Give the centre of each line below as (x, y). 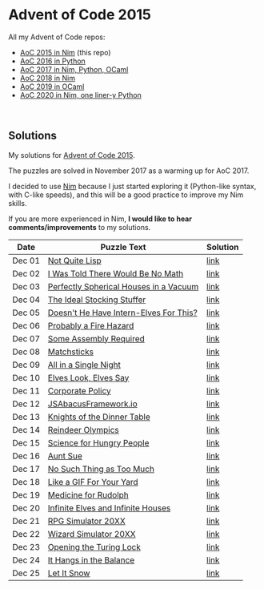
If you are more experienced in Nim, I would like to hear (100, 219)
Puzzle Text (123, 247)
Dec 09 (26, 365)
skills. (18, 203)
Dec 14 (26, 430)
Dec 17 (26, 469)
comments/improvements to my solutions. (80, 227)
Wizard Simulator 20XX (92, 534)
